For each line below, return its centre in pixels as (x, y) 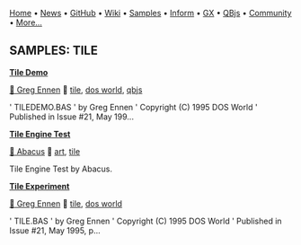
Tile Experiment (40, 186)
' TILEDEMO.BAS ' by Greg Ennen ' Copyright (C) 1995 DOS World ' (133, 107)
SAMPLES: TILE (54, 51)
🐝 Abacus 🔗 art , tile (45, 151)
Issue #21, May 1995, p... (55, 230)
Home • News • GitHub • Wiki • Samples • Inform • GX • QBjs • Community (150, 13)
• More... (26, 22)
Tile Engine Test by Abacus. (61, 169)
